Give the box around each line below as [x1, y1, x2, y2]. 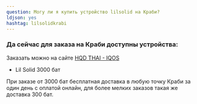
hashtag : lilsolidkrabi [6, 20, 67, 26]
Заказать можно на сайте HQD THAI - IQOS [6, 54, 120, 61]
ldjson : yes [6, 15, 37, 21]
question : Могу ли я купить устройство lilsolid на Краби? [6, 9, 160, 15]
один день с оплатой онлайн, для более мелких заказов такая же [6, 84, 179, 91]
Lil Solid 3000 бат [15, 66, 61, 73]
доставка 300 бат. [6, 91, 54, 98]
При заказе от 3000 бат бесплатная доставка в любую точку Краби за [6, 77, 191, 85]
